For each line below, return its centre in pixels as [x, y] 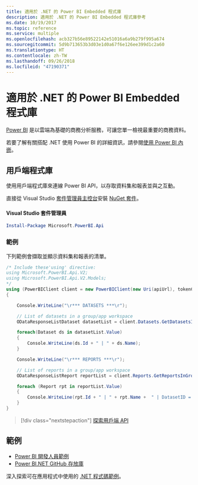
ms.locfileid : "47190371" [38, 67]
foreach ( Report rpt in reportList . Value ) [70, 386]
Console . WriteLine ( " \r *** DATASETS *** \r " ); [72, 305]
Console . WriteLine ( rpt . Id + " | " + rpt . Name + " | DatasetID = [109, 397]
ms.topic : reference [32, 28]
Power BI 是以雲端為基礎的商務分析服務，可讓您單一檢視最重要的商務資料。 [98, 130]
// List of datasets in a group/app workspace [75, 316]
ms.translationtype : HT [35, 50]
